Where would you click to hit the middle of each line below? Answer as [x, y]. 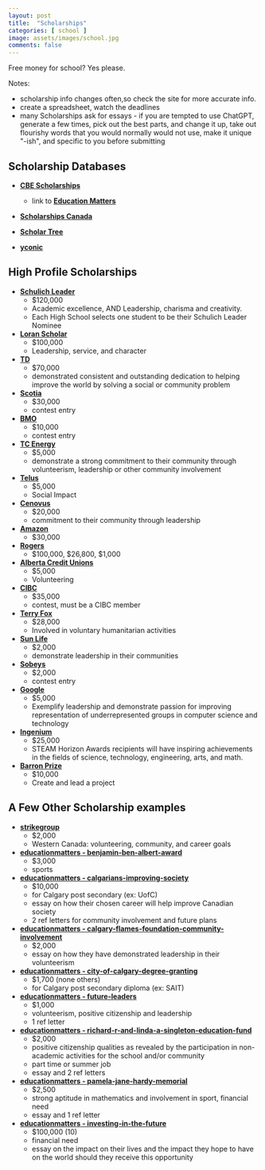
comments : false [35, 45]
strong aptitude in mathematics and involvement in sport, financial [140, 1097]
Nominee [47, 325]
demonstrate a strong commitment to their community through [134, 461]
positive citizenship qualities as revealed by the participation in [134, 1047]
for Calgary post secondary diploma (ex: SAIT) [108, 987]
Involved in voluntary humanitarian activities [104, 630]
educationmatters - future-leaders [78, 996]
